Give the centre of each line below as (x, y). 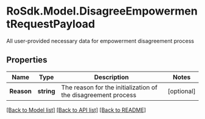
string (46, 91)
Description (112, 77)
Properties (27, 60)
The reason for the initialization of (109, 87)
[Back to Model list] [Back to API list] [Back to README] (76, 110)
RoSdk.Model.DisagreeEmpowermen (102, 11)
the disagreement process (99, 95)
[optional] (182, 91)
